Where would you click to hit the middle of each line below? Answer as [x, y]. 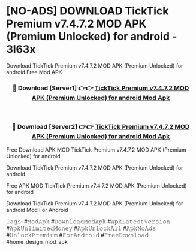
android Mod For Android [37, 210]
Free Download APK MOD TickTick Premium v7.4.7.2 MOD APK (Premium [97, 149]
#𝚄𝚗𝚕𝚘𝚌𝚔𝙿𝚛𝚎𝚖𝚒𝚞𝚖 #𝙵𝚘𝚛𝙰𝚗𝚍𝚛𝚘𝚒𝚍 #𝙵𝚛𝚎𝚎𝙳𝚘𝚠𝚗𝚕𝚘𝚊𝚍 [77, 235]
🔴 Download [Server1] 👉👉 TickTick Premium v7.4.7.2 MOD [101, 88]
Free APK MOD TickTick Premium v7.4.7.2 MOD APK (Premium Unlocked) [97, 185]
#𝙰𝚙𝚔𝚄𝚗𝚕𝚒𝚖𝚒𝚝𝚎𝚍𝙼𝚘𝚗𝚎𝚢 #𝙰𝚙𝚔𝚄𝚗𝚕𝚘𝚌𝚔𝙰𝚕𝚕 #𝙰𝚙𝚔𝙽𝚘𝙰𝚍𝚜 [81, 228]
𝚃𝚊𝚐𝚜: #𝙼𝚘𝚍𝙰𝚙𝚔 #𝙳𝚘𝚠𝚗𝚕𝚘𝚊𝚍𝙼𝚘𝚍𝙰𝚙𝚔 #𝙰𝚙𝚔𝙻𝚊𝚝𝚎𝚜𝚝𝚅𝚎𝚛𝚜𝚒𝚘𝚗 [88, 221]
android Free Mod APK [34, 72]
